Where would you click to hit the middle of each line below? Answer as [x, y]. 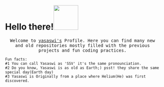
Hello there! [29, 27]
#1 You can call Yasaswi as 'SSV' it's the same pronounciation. [73, 63]
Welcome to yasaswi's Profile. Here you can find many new [82, 40]
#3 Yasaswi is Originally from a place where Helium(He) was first [76, 76]
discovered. [17, 81]
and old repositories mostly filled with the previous [82, 45]
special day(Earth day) [29, 72]
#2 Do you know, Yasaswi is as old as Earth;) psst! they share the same [82, 68]
